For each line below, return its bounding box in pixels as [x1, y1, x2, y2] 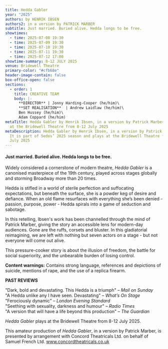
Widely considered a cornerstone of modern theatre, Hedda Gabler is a [5, 165, 152, 171]
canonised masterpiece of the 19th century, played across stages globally [5, 170, 157, 176]
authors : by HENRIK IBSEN [5, 17, 59, 22]
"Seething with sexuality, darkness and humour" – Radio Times [5, 303, 135, 309]
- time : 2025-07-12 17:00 [9, 54, 64, 59]
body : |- [14, 96, 32, 101]
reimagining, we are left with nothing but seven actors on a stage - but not [5, 232, 158, 239]
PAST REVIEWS [5, 277, 38, 284]
